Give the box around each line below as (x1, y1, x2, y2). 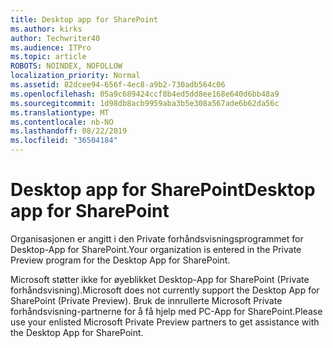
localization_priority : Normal (10, 71, 141, 81)
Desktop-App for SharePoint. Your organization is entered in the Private (10, 243, 302, 255)
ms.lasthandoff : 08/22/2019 (10, 126, 128, 136)
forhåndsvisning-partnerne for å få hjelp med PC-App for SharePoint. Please (10, 305, 323, 317)
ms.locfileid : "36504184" (10, 136, 118, 146)
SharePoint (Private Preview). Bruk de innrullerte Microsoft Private (10, 294, 283, 306)
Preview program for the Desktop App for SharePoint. (10, 254, 231, 266)
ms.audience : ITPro (10, 42, 92, 53)
